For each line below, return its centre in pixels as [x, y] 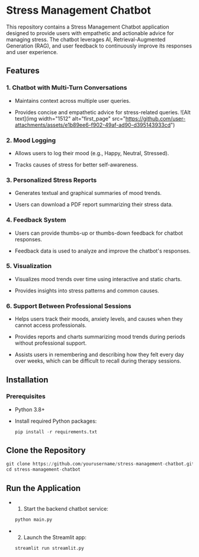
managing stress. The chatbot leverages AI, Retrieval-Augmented [86, 39]
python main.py [33, 520]
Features [23, 71]
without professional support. [51, 343]
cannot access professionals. [51, 325]
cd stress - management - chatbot [44, 470]
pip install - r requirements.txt [56, 432]
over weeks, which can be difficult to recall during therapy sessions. [98, 361]
